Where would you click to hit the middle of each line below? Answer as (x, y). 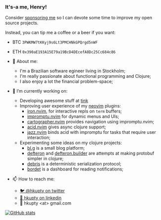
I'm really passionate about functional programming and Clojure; (85, 76)
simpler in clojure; (45, 159)
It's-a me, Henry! (26, 7)
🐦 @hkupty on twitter (42, 191)
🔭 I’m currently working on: (40, 91)
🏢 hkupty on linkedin (41, 198)
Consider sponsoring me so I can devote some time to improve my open (79, 18)
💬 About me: (25, 61)
